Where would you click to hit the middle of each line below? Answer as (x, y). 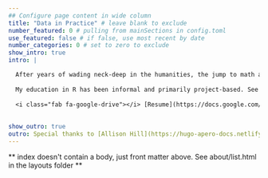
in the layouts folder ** (45, 165)
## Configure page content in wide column (80, 16)
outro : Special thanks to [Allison (67, 134)
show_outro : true (37, 127)
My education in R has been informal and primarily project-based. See (137, 89)
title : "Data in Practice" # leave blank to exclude (98, 23)
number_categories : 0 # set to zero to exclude (89, 45)
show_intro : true (37, 53)
